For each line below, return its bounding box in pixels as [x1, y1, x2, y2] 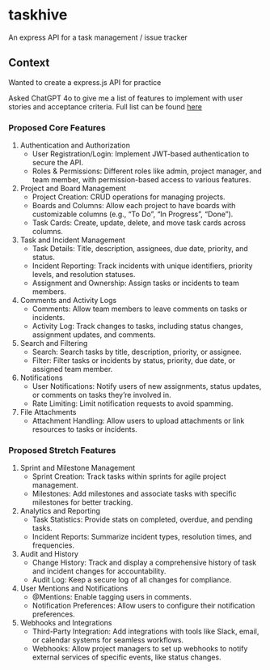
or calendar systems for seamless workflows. [32, 635, 184, 645]
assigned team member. [32, 365, 113, 374]
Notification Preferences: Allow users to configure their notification [32, 601, 255, 611]
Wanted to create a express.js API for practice [8, 77, 162, 87]
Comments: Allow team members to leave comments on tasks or [32, 304, 247, 314]
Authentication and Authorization [19, 140, 131, 151]
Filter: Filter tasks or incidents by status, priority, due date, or [32, 356, 236, 365]
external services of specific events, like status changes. [32, 652, 221, 662]
